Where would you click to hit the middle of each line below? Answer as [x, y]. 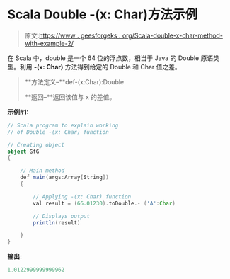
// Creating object [36, 145]
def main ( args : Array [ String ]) [65, 178]
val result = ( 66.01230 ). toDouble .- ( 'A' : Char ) [104, 203]
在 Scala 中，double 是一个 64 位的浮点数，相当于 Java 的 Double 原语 [110, 58]
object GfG [23, 152]
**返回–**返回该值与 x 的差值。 [70, 97]
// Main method [42, 171]
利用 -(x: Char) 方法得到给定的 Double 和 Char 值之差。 [100, 67]
